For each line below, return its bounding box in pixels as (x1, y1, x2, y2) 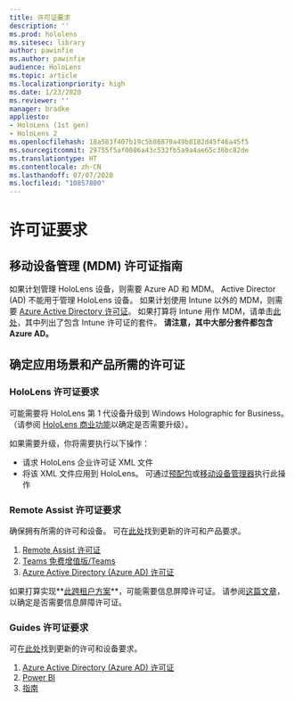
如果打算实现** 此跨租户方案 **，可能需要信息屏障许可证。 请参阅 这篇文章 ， (9, 586, 285, 597)
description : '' (9, 21, 70, 30)
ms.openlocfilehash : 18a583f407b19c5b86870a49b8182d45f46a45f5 (9, 137, 250, 146)
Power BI (21, 673, 56, 683)
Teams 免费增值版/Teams (21, 556, 116, 566)
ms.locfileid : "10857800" (9, 179, 105, 188)
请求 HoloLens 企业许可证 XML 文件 (21, 457, 153, 467)
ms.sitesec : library (9, 37, 86, 47)
